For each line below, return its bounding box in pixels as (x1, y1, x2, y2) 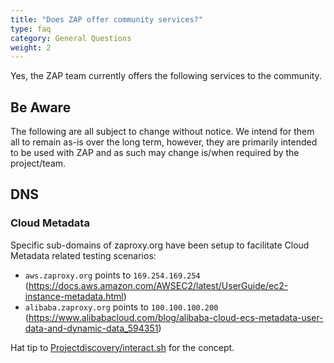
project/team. (10, 157, 67, 170)
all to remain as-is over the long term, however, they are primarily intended (10, 136, 318, 148)
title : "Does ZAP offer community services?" (10, 14, 203, 25)
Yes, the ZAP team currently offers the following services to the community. (10, 70, 322, 82)
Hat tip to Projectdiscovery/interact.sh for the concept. (10, 341, 235, 353)
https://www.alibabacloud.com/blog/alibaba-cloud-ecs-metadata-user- (28, 311, 324, 323)
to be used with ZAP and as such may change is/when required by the (10, 147, 300, 159)
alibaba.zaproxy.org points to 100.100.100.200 (24, 301, 219, 313)
